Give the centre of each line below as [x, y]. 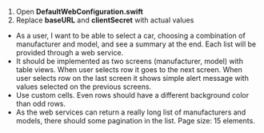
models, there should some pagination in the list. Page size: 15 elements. [136, 121]
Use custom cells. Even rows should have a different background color [132, 95]
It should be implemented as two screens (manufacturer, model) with [130, 61]
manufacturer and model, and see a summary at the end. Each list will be [136, 44]
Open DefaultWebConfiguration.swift [80, 12]
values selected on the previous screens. [84, 87]
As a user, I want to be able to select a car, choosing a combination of [130, 36]
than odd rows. [41, 104]
